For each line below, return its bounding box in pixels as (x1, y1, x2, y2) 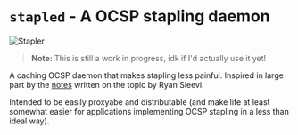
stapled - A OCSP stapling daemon (9, 6, 270, 27)
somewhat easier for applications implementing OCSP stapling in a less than (9, 106, 290, 116)
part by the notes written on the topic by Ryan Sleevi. (9, 79, 204, 90)
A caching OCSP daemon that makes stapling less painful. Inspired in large (9, 69, 284, 81)
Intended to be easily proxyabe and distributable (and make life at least (9, 96, 270, 107)
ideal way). (9, 115, 50, 126)
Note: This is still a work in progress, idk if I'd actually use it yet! (30, 52, 267, 63)
